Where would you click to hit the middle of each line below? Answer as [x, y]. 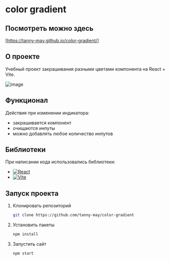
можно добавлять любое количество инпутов [63, 134]
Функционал [27, 101]
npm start [23, 253]
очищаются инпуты [34, 128]
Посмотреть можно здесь [49, 28]
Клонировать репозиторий [42, 206]
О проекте [22, 57]
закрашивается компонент [42, 123]
